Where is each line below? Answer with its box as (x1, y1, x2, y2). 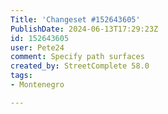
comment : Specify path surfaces (10, 52, 145, 62)
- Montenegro (10, 80, 65, 90)
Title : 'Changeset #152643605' (10, 14, 141, 25)
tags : (10, 71, 33, 81)
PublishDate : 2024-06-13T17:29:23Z (10, 24, 159, 34)
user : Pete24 (10, 42, 65, 53)
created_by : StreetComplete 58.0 (10, 61, 150, 71)
